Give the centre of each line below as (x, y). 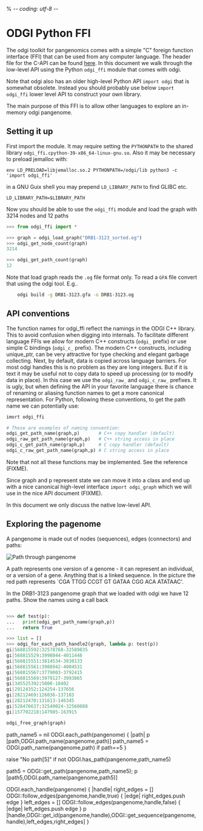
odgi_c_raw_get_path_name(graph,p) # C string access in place (88, 451)
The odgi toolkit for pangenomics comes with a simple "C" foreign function (100, 50)
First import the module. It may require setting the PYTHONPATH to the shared (100, 146)
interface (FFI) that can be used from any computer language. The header (98, 56)
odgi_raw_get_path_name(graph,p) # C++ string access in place (90, 439)
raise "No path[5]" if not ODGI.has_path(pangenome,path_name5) (89, 759)
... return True (29, 628)
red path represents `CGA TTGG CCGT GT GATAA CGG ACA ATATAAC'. (95, 581)
